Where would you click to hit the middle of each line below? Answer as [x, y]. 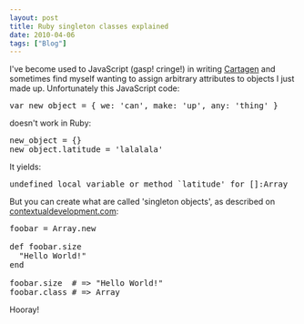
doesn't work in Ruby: [51, 123]
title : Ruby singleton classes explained [89, 26]
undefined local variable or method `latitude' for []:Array [149, 184]
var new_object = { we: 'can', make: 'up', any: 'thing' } [144, 106]
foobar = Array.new [53, 229]
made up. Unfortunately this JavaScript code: [95, 88]
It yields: [25, 167]
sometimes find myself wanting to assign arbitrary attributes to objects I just [152, 79]
